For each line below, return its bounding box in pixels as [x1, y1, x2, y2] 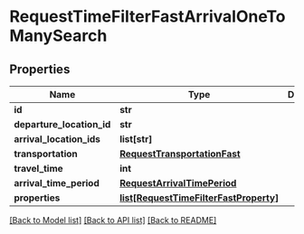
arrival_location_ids [14, 133, 101, 145]
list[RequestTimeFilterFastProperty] [119, 192, 279, 204]
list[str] [119, 133, 153, 145]
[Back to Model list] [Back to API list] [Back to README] [9, 215, 217, 225]
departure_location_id [14, 118, 111, 130]
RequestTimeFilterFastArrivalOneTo [9, 6, 286, 27]
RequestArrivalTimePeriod [119, 177, 237, 189]
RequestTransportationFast [119, 147, 242, 160]
